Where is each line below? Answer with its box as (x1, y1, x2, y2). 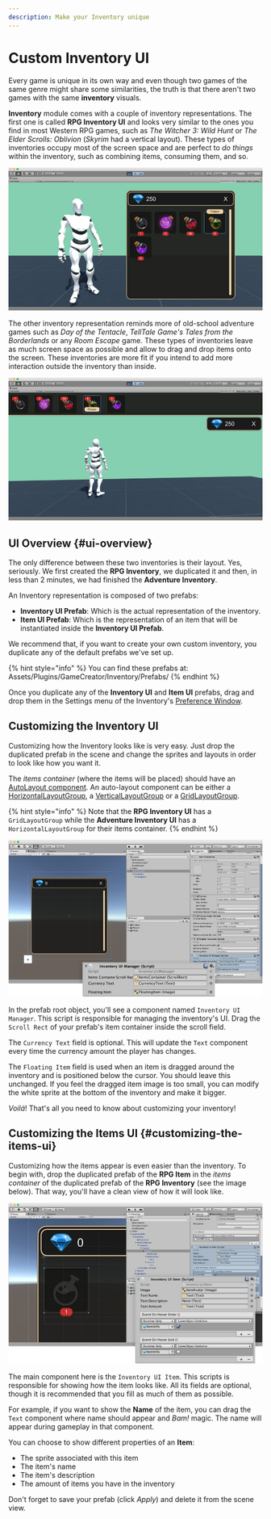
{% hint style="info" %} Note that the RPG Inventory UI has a (8, 806, 212, 816)
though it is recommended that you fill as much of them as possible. (8, 1389, 234, 1399)
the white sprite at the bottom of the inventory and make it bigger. (8, 1087, 227, 1097)
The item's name (19, 1462, 77, 1471)
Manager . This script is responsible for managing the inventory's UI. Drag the (8, 1013, 261, 1023)
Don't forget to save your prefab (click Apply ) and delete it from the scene (8, 1495, 254, 1504)
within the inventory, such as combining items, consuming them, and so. (8, 151, 248, 161)
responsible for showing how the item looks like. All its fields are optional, (8, 1381, 252, 1391)
